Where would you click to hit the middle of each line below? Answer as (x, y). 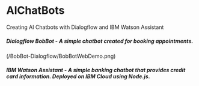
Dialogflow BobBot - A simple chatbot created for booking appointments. (100, 41)
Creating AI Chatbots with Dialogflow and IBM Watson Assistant (85, 27)
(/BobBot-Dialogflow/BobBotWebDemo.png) (61, 56)
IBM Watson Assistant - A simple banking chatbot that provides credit (96, 70)
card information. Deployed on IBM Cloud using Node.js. (78, 76)
